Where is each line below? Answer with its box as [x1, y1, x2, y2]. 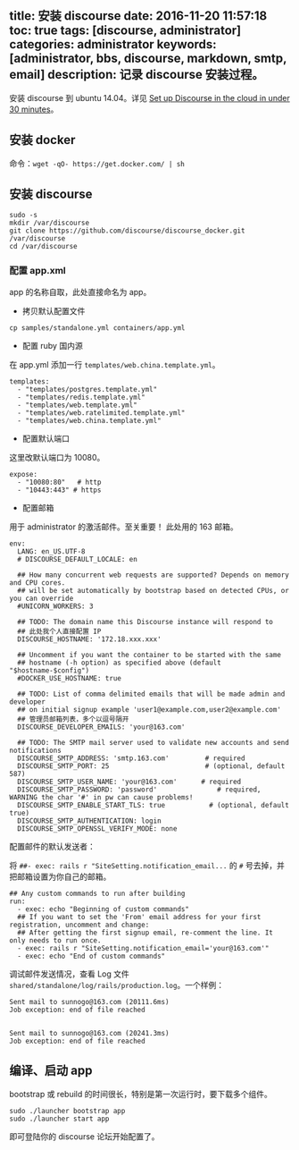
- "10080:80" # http [17, 478, 102, 486]
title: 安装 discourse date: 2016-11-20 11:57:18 [9, 8, 268, 24]
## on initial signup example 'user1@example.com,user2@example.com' [17, 705, 281, 714]
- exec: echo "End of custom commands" [17, 951, 166, 960]
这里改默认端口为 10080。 [9, 452, 105, 462]
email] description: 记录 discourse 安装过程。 [9, 67, 265, 82]
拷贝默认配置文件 [21, 305, 86, 316]
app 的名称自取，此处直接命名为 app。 [9, 286, 152, 297]
